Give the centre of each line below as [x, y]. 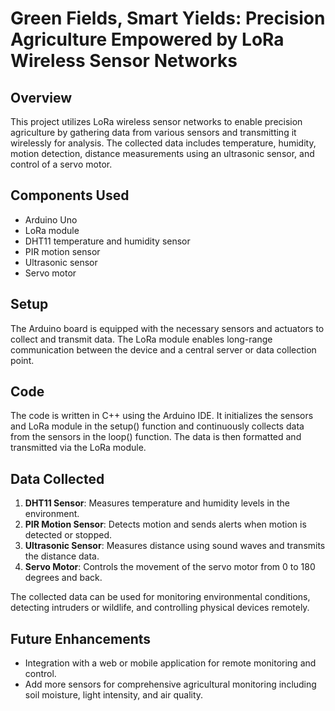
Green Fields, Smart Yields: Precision [168, 18]
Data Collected [57, 478]
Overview [41, 97]
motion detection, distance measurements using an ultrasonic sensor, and [162, 153]
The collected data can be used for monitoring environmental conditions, [160, 597]
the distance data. [62, 556]
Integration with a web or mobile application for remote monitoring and [170, 663]
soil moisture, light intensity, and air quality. [114, 695]
